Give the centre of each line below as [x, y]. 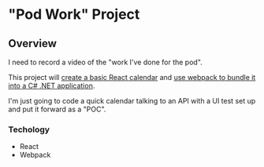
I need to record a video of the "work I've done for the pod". [105, 62]
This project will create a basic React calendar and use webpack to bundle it [132, 77]
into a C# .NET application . [52, 85]
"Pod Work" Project [74, 15]
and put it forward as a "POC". [57, 109]
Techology [29, 129]
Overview [33, 44]
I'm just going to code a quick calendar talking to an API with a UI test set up [132, 101]
